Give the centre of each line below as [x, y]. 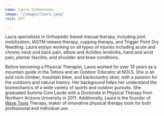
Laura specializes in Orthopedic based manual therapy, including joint [75, 37]
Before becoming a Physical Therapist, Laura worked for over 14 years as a [81, 67]
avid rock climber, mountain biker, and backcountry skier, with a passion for [81, 77]
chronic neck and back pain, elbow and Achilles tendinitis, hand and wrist [79, 52]
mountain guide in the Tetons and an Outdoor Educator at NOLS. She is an [80, 72]
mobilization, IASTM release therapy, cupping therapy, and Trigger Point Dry [82, 42]
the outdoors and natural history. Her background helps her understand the [81, 82]
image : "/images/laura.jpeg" [35, 14]
